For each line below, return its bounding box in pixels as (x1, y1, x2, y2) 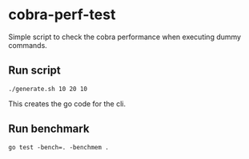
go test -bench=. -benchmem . (8, 143, 110, 151)
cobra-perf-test (8, 6, 116, 24)
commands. (8, 40, 48, 50)
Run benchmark (8, 122, 90, 136)
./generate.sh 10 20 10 (8, 85, 88, 93)
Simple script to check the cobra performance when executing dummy (8, 32, 242, 42)
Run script (8, 64, 62, 78)
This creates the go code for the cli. (8, 98, 127, 109)
